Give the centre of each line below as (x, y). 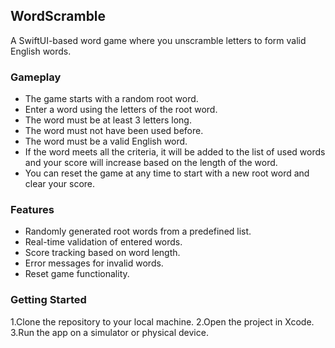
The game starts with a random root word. (111, 99)
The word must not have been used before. (114, 131)
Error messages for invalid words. (94, 263)
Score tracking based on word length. (102, 253)
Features (32, 210)
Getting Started (48, 300)
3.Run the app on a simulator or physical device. (109, 332)
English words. (41, 51)
